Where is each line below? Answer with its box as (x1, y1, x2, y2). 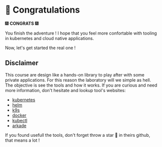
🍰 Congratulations (5, 4, 80, 16)
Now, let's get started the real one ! (5, 45, 76, 51)
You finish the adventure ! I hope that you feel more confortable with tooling (5, 30, 157, 36)
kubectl (12, 117, 28, 123)
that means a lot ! (5, 137, 40, 143)
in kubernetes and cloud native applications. (5, 35, 94, 41)
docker (12, 112, 27, 118)
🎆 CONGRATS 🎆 (5, 20, 39, 26)
